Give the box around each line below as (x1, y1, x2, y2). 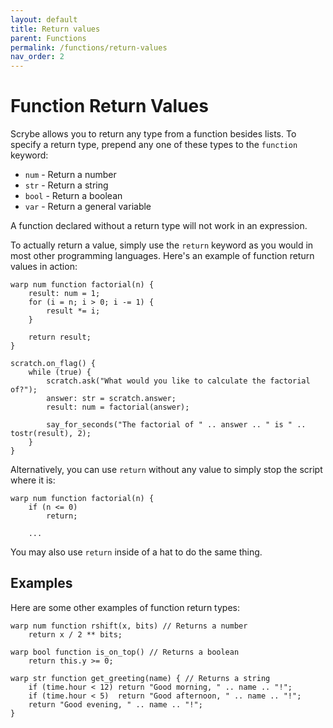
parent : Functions (10, 33, 87, 43)
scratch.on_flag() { (10, 359, 97, 369)
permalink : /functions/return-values (10, 42, 168, 53)
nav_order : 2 (10, 52, 65, 62)
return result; (28, 332, 92, 343)
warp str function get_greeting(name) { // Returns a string (10, 673, 271, 683)
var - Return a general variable (24, 201, 152, 213)
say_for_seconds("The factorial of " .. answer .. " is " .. (46, 420, 307, 430)
